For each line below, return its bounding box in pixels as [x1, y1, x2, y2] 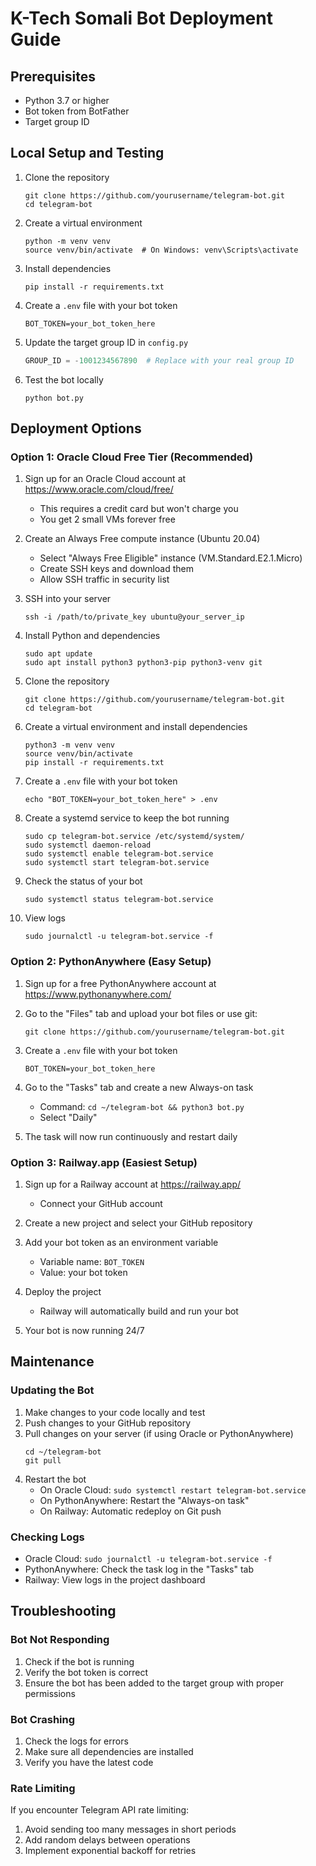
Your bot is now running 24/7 [24, 1324, 145, 1336]
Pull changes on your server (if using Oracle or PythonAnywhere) [24, 1427, 294, 1439]
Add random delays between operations [24, 1834, 191, 1846]
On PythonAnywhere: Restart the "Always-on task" [39, 1494, 250, 1506]
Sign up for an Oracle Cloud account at [24, 473, 187, 485]
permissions [24, 1687, 76, 1699]
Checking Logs [10, 1530, 85, 1544]
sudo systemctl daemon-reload [24, 840, 152, 851]
